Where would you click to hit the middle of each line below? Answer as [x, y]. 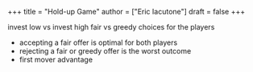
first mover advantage [56, 60]
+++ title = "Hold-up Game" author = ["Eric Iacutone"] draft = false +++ [126, 12]
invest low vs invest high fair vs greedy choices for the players [111, 27]
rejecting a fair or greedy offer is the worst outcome [105, 51]
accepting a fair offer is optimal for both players [98, 42]
